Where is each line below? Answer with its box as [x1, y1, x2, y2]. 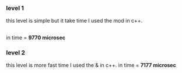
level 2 [6, 48, 25, 56]
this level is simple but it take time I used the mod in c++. [6, 17, 143, 24]
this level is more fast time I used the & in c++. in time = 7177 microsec [6, 61, 176, 68]
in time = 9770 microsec [6, 34, 66, 41]
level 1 [6, 4, 24, 12]
